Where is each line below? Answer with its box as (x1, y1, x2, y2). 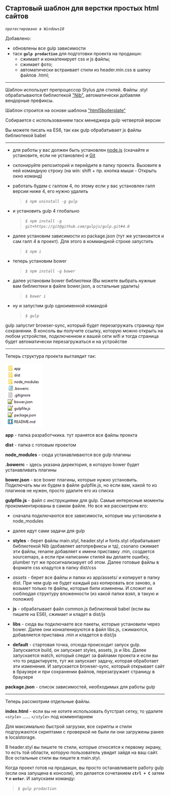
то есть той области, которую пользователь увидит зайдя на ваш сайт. (5, 749, 158, 755)
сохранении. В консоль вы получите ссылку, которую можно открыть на (5, 327, 163, 334)
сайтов (5, 12, 29, 21)
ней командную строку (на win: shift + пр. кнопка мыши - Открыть (12, 167, 157, 174)
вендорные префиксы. (5, 97, 54, 103)
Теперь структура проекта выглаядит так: (5, 353, 96, 359)
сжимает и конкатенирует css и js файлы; (20, 56, 110, 62)
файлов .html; (20, 72, 50, 78)
